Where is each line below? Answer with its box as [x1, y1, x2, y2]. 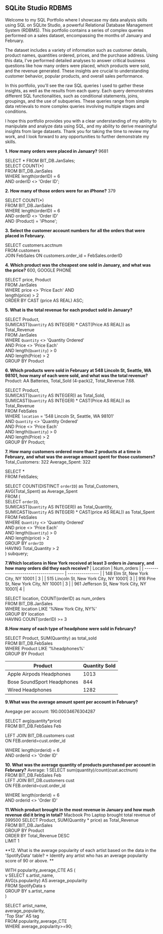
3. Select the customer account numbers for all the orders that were [5, 227, 145, 233]
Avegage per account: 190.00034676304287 [5, 708, 96, 714]
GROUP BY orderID [5, 540, 44, 546]
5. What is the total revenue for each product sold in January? [5, 307, 133, 313]
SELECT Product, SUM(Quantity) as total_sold [5, 635, 97, 641]
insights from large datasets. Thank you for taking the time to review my [5, 128, 149, 134]
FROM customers [5, 247, 40, 253]
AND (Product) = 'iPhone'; [5, 218, 57, 224]
